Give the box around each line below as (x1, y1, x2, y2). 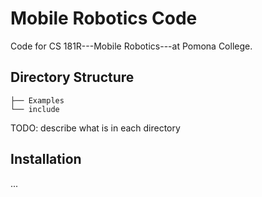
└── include (10, 104, 60, 114)
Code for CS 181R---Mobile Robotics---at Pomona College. (10, 40, 253, 52)
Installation (10, 151, 82, 168)
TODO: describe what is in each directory (10, 122, 181, 134)
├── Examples (10, 95, 65, 106)
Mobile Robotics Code (10, 7, 198, 30)
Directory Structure (10, 69, 135, 86)
